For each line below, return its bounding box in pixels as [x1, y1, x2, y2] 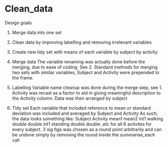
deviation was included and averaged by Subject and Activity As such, [12, 110, 158, 116]
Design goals [5, 20, 32, 26]
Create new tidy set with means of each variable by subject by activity [12, 49, 158, 55]
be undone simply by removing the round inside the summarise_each [12, 131, 155, 137]
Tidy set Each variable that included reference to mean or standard [12, 105, 151, 111]
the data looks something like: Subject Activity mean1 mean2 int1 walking [12, 115, 163, 121]
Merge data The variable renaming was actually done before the [12, 58, 145, 64]
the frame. [12, 75, 34, 81]
